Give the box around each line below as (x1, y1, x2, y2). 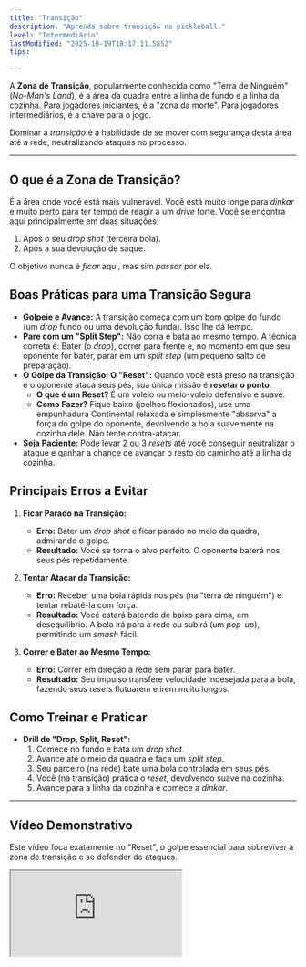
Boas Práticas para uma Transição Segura (9, 287, 252, 302)
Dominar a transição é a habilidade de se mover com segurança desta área (9, 127, 292, 138)
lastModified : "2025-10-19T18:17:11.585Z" (9, 38, 173, 48)
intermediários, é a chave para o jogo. (9, 110, 152, 121)
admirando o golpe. (36, 535, 110, 546)
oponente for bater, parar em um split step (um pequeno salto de (22, 350, 267, 361)
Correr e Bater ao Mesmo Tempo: (22, 646, 152, 657)
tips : (9, 47, 30, 57)
